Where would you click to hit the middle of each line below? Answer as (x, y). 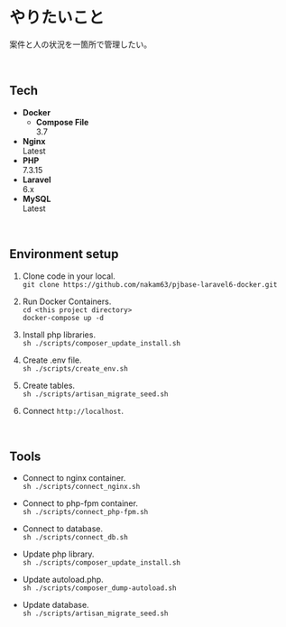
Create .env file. (52, 360)
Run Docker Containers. (67, 301)
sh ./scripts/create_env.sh (75, 369)
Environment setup (64, 254)
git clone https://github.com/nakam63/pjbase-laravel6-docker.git (150, 284)
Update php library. (58, 554)
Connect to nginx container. (74, 478)
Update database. (55, 605)
